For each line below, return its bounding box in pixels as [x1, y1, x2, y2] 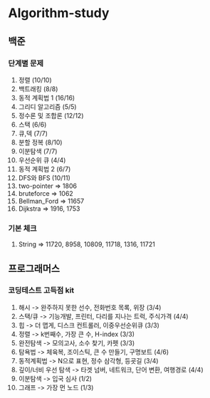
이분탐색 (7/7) [18, 147, 58, 155]
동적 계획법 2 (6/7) [18, 164, 71, 173]
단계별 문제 [8, 58, 44, 68]
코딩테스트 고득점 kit [8, 286, 75, 295]
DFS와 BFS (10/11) [18, 173, 70, 182]
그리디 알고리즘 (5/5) [18, 102, 77, 111]
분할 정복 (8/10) [18, 137, 63, 147]
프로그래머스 [8, 262, 60, 275]
